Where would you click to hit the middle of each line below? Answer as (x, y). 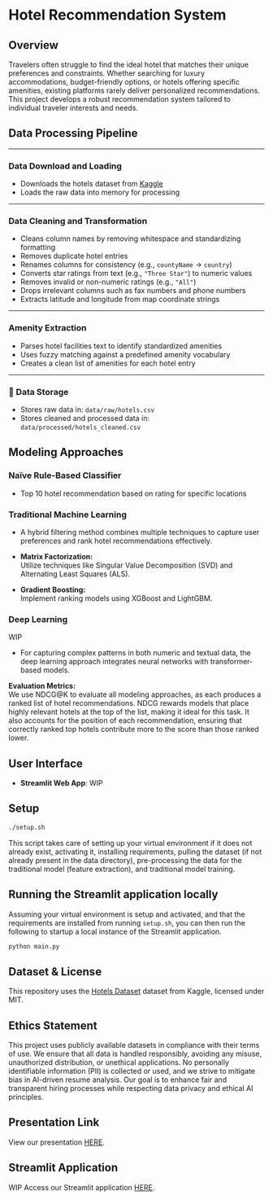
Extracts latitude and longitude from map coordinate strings (120, 300)
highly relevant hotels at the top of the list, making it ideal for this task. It (129, 712)
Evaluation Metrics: (42, 686)
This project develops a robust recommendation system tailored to (120, 99)
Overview (34, 45)
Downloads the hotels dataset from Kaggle (92, 184)
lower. (19, 738)
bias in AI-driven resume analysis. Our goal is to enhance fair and (118, 1080)
